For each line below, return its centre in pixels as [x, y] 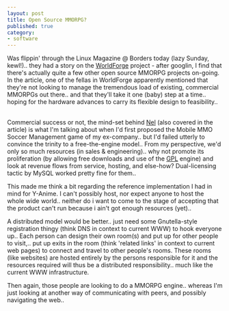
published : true [30, 26]
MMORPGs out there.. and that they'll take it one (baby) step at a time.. [107, 95]
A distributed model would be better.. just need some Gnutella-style [103, 221]
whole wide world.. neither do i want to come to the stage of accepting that [113, 201]
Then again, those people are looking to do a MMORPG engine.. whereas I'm [115, 286]
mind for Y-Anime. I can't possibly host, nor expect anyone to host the [106, 194]
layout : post [26, 13]
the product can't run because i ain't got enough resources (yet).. [99, 208]
